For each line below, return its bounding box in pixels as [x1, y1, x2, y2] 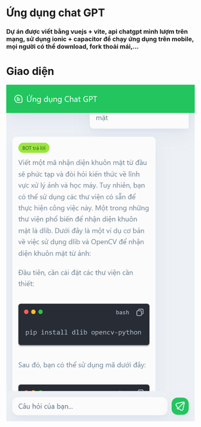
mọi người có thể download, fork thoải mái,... [6, 43, 139, 51]
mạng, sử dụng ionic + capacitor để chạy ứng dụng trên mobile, [6, 35, 194, 43]
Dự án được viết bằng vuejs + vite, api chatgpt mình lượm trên [6, 28, 188, 36]
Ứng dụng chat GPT [6, 6, 105, 20]
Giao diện [6, 65, 55, 78]
